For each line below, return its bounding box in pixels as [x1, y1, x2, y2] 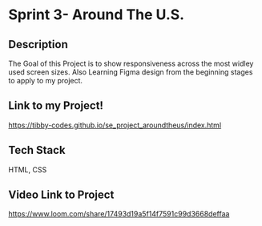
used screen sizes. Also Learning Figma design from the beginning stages [8, 67, 253, 77]
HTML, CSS [8, 164, 47, 174]
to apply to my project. [8, 76, 83, 85]
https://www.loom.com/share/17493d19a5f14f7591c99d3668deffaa [8, 209, 230, 219]
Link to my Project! [8, 99, 104, 113]
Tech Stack [8, 143, 66, 157]
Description [8, 38, 68, 51]
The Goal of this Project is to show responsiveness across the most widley [8, 59, 254, 68]
